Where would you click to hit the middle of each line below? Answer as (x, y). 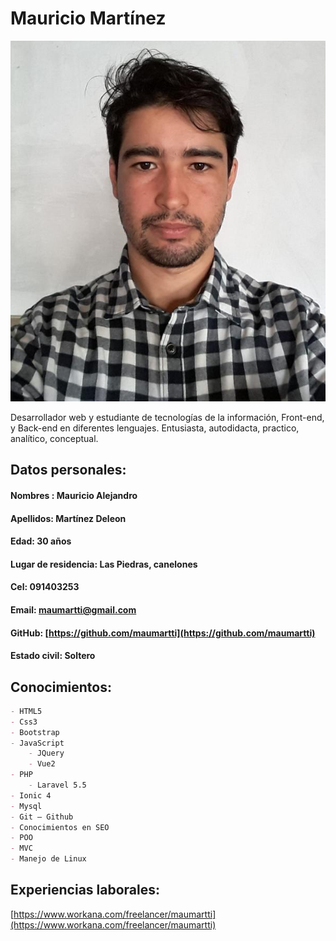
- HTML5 (26, 711)
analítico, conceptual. (54, 439)
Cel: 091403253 (45, 587)
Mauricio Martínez (88, 18)
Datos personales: (68, 470)
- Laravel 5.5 (57, 785)
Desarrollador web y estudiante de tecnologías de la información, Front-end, (167, 418)
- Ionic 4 (31, 795)
